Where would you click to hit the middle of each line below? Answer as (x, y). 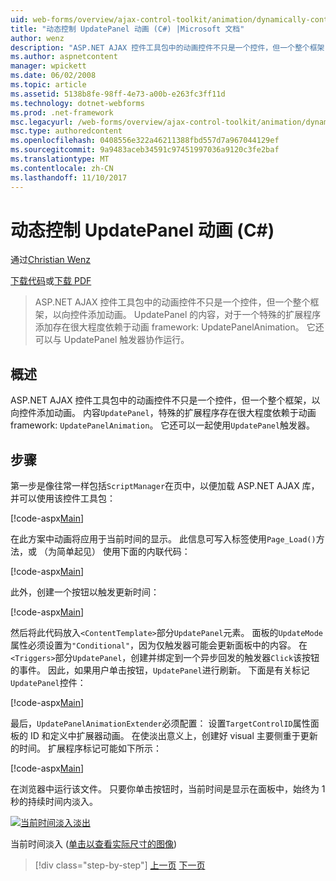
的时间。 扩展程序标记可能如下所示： (86, 748)
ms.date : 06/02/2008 (53, 76)
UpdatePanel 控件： (48, 683)
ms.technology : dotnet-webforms (77, 103)
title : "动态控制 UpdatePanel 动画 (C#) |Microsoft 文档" (127, 29)
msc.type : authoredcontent (66, 131)
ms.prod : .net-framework (62, 112)
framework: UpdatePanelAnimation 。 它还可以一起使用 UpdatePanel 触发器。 (163, 425)
